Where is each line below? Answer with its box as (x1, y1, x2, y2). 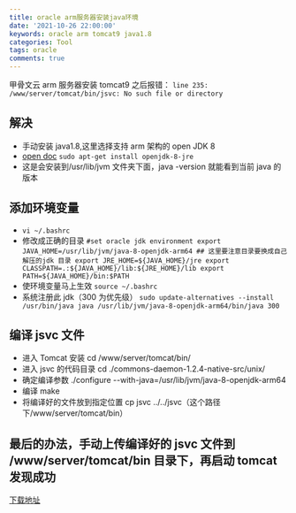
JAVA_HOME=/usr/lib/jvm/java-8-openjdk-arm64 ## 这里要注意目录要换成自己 (21, 247, 287, 256)
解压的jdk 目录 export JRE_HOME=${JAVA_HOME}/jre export (21, 256, 230, 265)
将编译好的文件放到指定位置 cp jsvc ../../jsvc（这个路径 (21, 397, 221, 408)
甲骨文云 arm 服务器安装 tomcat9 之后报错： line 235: (9, 80, 209, 89)
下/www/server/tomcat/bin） (21, 408, 128, 418)
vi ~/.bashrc (21, 226, 71, 235)
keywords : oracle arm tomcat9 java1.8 (9, 29, 152, 38)
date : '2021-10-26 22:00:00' (9, 21, 117, 30)
